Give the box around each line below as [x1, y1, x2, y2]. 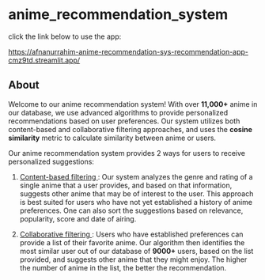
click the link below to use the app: [8, 32, 122, 41]
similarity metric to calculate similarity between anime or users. [8, 133, 216, 142]
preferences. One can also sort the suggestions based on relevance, [19, 206, 244, 215]
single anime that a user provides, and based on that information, [19, 180, 233, 190]
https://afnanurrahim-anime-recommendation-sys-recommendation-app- [8, 47, 249, 56]
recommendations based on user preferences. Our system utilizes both [8, 116, 240, 126]
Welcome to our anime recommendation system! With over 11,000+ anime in [8, 99, 258, 108]
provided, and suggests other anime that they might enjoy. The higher [19, 255, 248, 264]
